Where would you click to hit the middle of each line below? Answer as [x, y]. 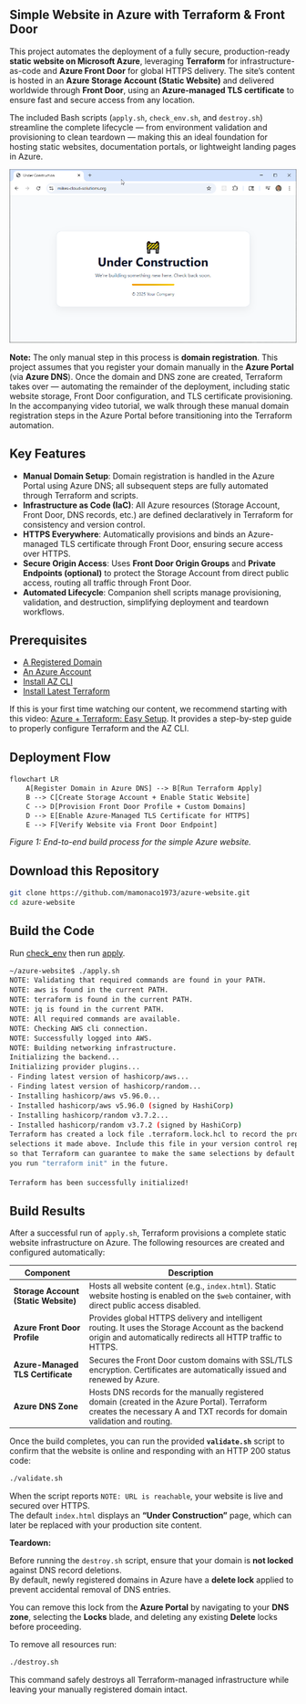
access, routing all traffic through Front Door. [107, 583]
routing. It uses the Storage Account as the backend [186, 1328]
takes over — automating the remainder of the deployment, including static [150, 386]
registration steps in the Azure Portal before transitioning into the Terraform [151, 415]
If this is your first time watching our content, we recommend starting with [148, 709]
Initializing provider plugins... [75, 1068]
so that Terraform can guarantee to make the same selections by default [153, 1154]
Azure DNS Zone [46, 1406]
